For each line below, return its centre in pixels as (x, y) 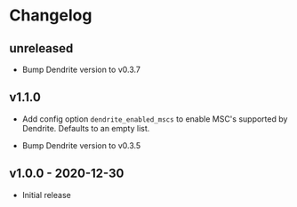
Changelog (51, 16)
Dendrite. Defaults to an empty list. (86, 128)
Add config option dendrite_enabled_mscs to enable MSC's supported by (155, 119)
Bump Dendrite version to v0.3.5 (81, 145)
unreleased (41, 48)
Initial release (46, 195)
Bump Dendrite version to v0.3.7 (81, 69)
